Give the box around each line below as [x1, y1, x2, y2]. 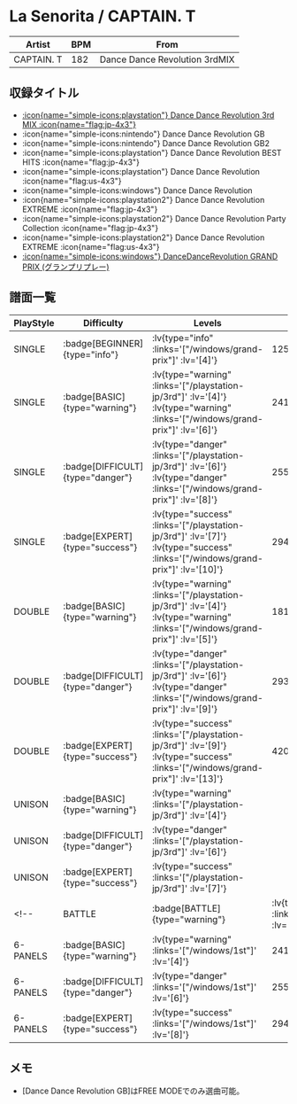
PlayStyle [13, 316, 55, 329]
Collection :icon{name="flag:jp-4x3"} [21, 222, 159, 233]
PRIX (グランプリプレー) [21, 261, 110, 272]
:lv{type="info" [151, 331, 214, 344]
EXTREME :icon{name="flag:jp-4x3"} [21, 204, 158, 214]
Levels [193, 316, 223, 329]
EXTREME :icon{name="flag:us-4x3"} [21, 241, 161, 252]
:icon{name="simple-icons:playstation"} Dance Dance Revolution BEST [21, 147, 282, 158]
